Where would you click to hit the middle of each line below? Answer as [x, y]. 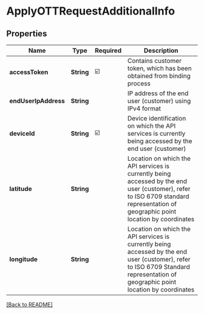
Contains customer [155, 61]
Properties [27, 34]
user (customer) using [159, 101]
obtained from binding [159, 76]
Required [108, 51]
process [139, 83]
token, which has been [160, 68]
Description [161, 51]
